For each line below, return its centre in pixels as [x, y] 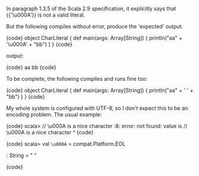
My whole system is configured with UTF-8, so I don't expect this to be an [97, 108]
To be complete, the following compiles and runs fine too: [77, 79]
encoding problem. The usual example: [54, 114]
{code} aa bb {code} [31, 67]
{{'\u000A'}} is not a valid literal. [46, 15]
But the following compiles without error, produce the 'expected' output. [95, 26]
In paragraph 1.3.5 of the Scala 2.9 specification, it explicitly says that [91, 9]
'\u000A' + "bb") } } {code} [39, 44]
